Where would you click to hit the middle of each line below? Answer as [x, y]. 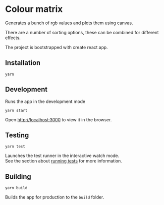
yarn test [15, 147]
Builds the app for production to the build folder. [55, 197]
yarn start [16, 110]
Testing [17, 135]
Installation [23, 63]
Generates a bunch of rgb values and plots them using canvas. [69, 23]
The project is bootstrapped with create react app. [56, 47]
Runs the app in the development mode [45, 101]
